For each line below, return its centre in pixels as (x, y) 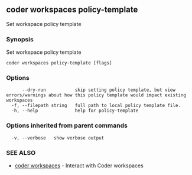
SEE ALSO (21, 153)
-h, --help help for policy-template (75, 111)
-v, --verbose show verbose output (58, 138)
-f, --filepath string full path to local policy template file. (96, 106)
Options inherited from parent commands (67, 125)
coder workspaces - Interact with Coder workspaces (79, 166)
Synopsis (20, 39)
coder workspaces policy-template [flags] (59, 63)
